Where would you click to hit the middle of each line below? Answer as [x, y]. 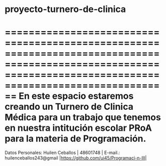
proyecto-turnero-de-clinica [65, 9]
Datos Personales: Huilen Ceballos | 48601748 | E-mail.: [62, 153]
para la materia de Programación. [75, 139]
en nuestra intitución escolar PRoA [78, 128]
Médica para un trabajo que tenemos [83, 118]
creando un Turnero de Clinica [69, 107]
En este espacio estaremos [76, 96]
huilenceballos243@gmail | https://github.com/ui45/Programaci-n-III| [76, 158]
